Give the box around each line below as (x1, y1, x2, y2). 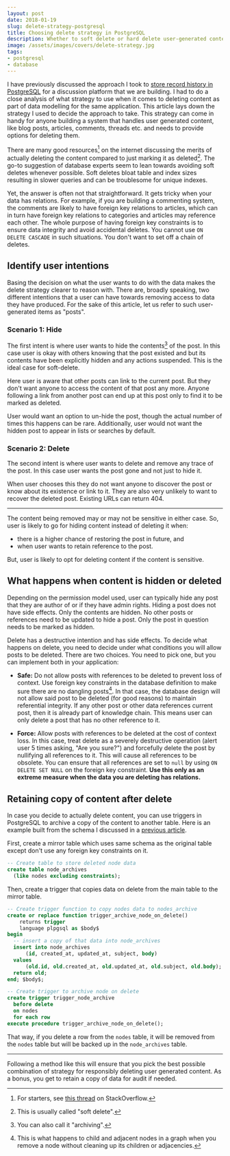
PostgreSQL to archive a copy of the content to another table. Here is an (7, 819, 211, 827)
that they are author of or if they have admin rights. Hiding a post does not (7, 600, 216, 609)
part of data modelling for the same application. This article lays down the (7, 102, 216, 110)
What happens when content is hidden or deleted (7, 575, 222, 587)
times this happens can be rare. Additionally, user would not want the (7, 419, 203, 427)
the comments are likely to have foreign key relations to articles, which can (7, 203, 218, 212)
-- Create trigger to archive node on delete (7, 988, 139, 995)
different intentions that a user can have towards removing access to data (7, 293, 215, 301)
